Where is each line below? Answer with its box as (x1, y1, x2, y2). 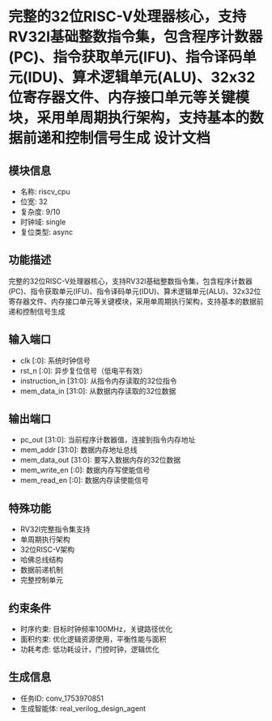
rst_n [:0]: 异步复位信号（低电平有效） (19, 365, 147, 375)
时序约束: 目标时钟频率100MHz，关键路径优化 (19, 625, 172, 634)
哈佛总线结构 (19, 555, 63, 565)
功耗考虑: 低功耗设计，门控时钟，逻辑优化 (19, 645, 159, 655)
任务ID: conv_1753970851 (19, 693, 104, 703)
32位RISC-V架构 (19, 544, 75, 555)
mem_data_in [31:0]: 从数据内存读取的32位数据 (19, 386, 176, 395)
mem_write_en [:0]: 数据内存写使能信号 (19, 465, 151, 475)
